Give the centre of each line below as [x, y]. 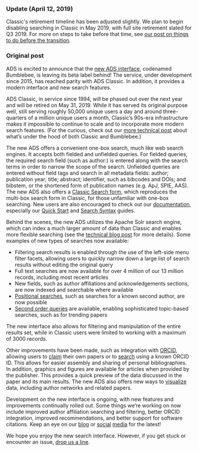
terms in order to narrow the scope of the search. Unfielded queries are [93, 166]
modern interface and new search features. [59, 87]
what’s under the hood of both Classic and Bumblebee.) [74, 136]
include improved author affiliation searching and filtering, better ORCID [93, 412]
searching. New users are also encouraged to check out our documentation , [99, 204]
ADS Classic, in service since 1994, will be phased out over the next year [94, 98]
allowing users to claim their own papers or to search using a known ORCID [98, 356]
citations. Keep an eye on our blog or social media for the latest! [83, 424]
